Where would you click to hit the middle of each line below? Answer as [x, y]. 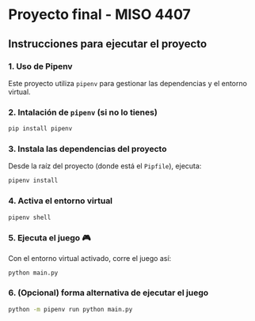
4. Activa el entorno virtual [61, 201]
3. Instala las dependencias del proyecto [88, 149]
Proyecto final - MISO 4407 [100, 15]
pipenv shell [30, 217]
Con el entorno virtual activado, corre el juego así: [90, 258]
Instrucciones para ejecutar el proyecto [108, 44]
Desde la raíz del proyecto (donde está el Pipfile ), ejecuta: [105, 166]
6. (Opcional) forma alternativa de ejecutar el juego [108, 293]
